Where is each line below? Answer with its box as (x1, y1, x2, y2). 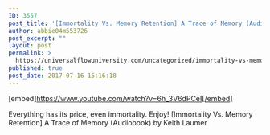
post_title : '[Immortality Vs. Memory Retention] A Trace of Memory (8, 19, 243, 27)
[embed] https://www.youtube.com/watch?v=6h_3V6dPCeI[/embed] (8, 93, 233, 103)
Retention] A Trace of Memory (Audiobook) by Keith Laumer (8, 117, 207, 127)
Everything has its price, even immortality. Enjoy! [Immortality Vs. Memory (8, 109, 253, 119)
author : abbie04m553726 (8, 27, 88, 35)
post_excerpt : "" (8, 34, 67, 43)
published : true (8, 64, 63, 72)
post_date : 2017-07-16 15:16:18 (8, 72, 117, 80)
